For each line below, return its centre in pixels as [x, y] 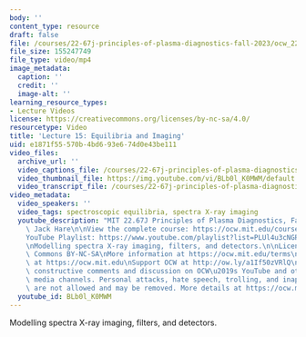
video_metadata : [40, 195]
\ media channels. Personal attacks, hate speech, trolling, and [153, 280]
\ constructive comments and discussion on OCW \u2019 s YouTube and [156, 272]
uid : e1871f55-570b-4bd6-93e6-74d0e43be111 [93, 144]
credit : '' [38, 85]
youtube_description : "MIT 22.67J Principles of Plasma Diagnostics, [152, 220]
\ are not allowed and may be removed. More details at [134, 288]
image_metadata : [40, 69]
